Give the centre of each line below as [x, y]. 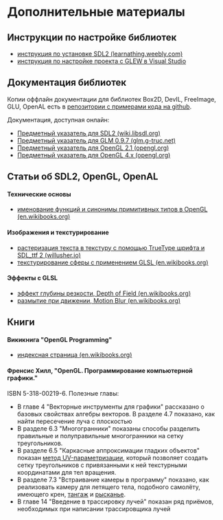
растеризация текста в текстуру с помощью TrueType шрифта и [111, 247]
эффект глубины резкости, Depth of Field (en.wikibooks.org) [104, 293]
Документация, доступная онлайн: [58, 120]
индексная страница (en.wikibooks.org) [74, 355]
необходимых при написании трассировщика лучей [94, 508]
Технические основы [39, 194]
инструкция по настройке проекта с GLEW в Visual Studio [102, 61]
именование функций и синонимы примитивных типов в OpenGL [112, 210]
